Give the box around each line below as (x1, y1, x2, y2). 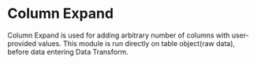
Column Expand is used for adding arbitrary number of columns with (7, 30, 230, 40)
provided (7, 38, 37, 48)
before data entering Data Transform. (7, 47, 128, 56)
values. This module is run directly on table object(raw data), (38, 38, 236, 48)
